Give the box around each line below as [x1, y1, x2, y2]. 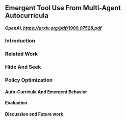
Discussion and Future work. [5, 111, 65, 117]
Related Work [5, 51, 38, 58]
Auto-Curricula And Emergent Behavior [5, 89, 87, 95]
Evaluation [5, 100, 27, 106]
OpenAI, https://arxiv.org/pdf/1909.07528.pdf [5, 25, 102, 31]
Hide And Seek [5, 63, 41, 70]
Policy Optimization [5, 77, 53, 83]
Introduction [5, 38, 35, 44]
